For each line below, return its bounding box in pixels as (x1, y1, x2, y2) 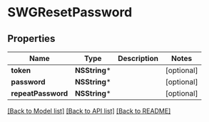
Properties (7, 33, 56, 45)
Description (117, 54, 159, 63)
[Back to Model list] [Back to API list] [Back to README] (7, 107, 171, 115)
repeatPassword (11, 89, 68, 98)
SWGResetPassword (7, 4, 133, 21)
